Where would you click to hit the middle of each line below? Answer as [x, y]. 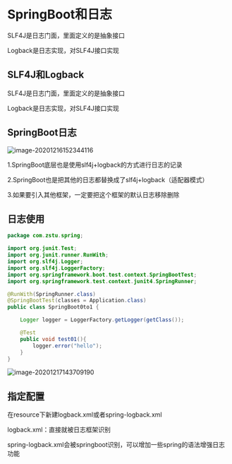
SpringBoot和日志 [60, 14]
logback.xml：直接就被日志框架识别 [59, 430]
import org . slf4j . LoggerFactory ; [56, 268]
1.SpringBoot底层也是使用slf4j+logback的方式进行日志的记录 [95, 165]
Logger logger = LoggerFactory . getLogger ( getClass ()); [102, 320]
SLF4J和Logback [46, 75]
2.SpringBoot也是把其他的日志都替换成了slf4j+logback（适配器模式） [108, 179]
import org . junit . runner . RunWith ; [58, 255]
